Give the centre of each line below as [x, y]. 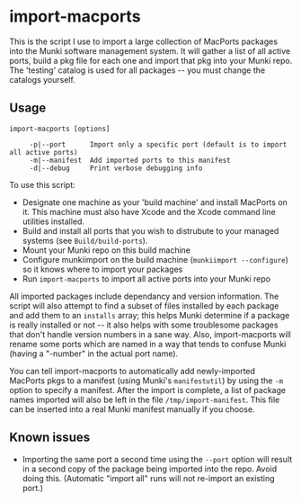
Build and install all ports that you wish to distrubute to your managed [150, 230]
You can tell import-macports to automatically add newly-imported [133, 371]
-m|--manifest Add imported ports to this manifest [130, 160]
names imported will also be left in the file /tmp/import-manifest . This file [145, 399]
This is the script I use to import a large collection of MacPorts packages [144, 41]
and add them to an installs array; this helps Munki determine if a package [150, 315]
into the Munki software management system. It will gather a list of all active [150, 50]
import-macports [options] [60, 129]
